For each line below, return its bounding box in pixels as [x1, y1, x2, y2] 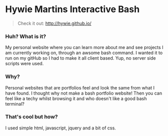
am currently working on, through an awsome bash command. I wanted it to [5, 50, 163, 56]
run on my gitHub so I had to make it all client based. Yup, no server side [5, 55, 156, 61]
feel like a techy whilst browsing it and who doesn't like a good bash [5, 95, 147, 102]
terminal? [5, 101, 25, 107]
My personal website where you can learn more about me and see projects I [5, 44, 163, 51]
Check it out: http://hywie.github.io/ [17, 20, 92, 26]
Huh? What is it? [5, 33, 46, 40]
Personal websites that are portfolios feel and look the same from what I [5, 84, 155, 90]
